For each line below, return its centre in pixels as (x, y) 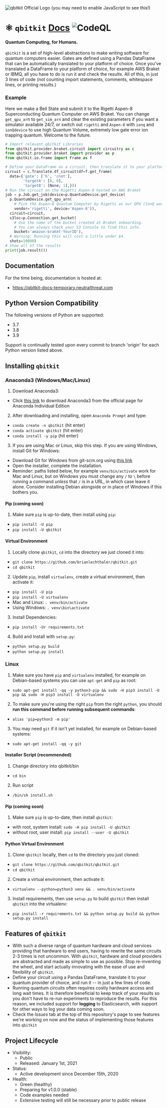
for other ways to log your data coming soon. (58, 1009)
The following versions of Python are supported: (55, 315)
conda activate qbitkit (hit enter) (47, 431)
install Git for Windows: (36, 451)
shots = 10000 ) (23, 241)
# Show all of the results (33, 246)
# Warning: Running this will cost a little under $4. (68, 237)
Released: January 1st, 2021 (48, 1063)
